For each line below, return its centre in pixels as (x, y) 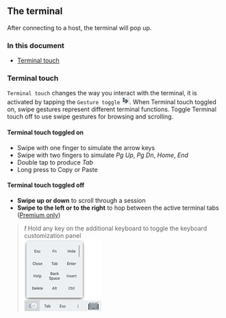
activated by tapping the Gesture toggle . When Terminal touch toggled (112, 102)
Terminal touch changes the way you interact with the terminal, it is (102, 93)
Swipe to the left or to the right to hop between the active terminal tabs (118, 208)
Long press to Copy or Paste (57, 169)
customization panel (52, 235)
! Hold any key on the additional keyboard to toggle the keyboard (115, 228)
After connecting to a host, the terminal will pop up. (79, 27)
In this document (36, 45)
